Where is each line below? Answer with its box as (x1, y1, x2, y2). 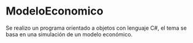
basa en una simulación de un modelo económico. (6, 30, 133, 38)
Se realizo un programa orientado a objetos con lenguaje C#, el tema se (6, 24, 187, 31)
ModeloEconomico (6, 4, 104, 18)
